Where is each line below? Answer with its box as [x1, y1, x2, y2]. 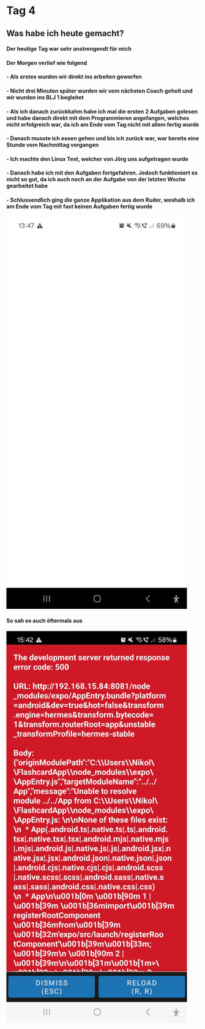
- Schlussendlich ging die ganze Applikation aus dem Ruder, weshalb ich [6, 196, 195, 203]
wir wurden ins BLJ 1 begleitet [6, 93, 84, 101]
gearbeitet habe [6, 182, 48, 190]
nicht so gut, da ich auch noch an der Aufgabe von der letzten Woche [6, 176, 186, 183]
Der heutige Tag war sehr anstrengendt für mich [6, 45, 132, 53]
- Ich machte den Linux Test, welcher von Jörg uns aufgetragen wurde [6, 155, 188, 162]
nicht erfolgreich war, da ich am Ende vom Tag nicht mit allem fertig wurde [6, 121, 199, 128]
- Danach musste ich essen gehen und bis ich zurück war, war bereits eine [6, 135, 199, 142]
